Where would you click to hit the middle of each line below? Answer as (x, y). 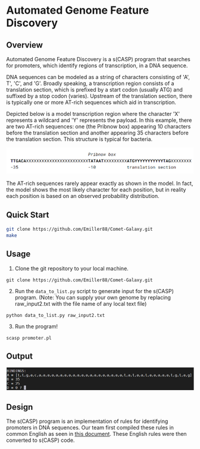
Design (20, 407)
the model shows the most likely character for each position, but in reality (96, 190)
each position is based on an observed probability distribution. (83, 196)
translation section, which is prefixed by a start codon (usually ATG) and (94, 90)
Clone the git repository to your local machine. (72, 268)
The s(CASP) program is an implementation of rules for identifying (87, 421)
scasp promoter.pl (29, 338)
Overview (25, 45)
